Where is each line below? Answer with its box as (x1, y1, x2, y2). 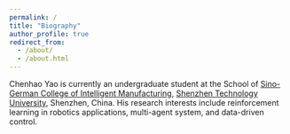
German (9, 88, 39, 99)
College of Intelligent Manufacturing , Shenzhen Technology (40, 88, 259, 99)
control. (9, 116, 38, 127)
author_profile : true (9, 29, 90, 38)
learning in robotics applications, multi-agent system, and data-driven (9, 107, 264, 117)
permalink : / (9, 12, 58, 22)
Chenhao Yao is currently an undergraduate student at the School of (9, 79, 259, 89)
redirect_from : (9, 37, 66, 47)
